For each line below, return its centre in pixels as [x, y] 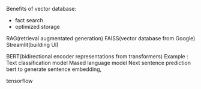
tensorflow [19, 81]
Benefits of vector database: [41, 9]
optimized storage [37, 27]
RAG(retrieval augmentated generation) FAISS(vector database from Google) [101, 38]
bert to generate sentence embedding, [54, 69]
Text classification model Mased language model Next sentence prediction [98, 63]
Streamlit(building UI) [32, 45]
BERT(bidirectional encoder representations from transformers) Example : [97, 56]
